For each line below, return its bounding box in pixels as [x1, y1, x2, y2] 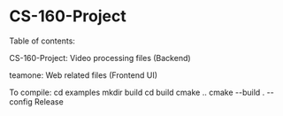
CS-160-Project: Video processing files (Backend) [9, 52, 192, 63]
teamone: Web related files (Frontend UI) [9, 69, 157, 81]
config [9, 96, 33, 107]
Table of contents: [9, 35, 75, 46]
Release [34, 96, 64, 107]
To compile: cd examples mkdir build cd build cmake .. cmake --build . [9, 87, 265, 97]
